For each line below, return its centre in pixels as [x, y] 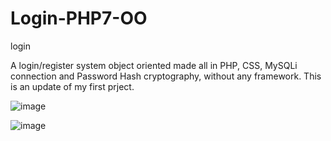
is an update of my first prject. [72, 86]
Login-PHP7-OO [79, 18]
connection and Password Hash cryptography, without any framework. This [166, 76]
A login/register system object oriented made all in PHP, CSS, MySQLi [154, 65]
